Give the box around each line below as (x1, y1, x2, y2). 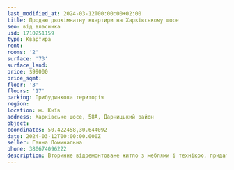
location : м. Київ (7, 107, 61, 114)
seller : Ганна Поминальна (7, 139, 82, 146)
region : (7, 101, 30, 108)
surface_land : (7, 62, 49, 69)
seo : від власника (7, 23, 61, 30)
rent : (7, 42, 23, 49)
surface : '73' (7, 56, 49, 62)
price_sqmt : (7, 74, 42, 82)
